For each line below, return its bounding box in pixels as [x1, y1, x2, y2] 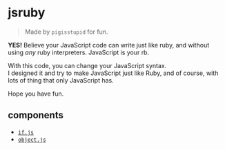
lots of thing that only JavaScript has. [8, 76, 115, 84]
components [8, 109, 64, 121]
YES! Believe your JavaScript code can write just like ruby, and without [8, 41, 210, 49]
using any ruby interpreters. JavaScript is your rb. [8, 48, 150, 56]
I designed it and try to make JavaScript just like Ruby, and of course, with [8, 69, 219, 77]
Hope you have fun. [8, 89, 64, 98]
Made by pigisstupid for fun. [24, 28, 108, 36]
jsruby [8, 5, 46, 21]
